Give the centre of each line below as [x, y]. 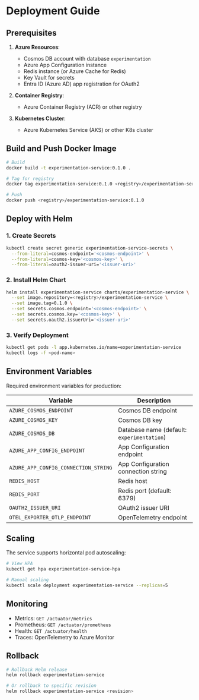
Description [154, 401]
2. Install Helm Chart [36, 280]
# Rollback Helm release [37, 670]
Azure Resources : [37, 47]
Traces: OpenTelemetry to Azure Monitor [64, 637]
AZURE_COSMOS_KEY [33, 420]
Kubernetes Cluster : [40, 118]
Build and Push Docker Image [61, 149]
